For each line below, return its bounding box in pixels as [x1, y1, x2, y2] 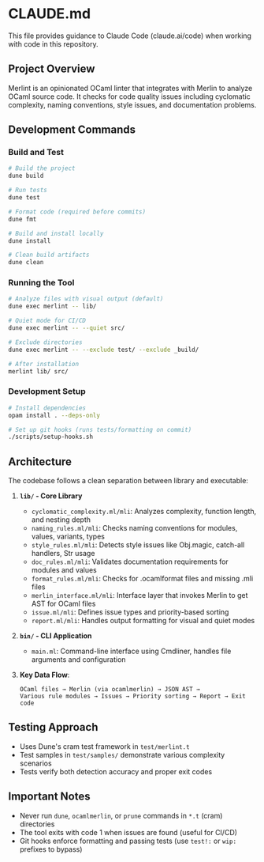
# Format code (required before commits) [8, 207, 147, 216]
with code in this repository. [8, 39, 99, 48]
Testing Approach [8, 720, 99, 734]
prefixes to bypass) [19, 844, 83, 854]
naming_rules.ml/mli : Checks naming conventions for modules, [31, 524, 238, 533]
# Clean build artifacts [8, 251, 90, 259]
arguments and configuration [31, 655, 126, 664]
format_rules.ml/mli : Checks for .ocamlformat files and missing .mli [31, 574, 254, 584]
